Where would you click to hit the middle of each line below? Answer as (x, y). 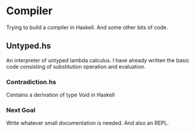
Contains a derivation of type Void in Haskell (60, 95)
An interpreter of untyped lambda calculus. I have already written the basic (98, 60)
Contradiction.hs (31, 82)
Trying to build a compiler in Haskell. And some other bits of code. (87, 27)
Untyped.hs (29, 46)
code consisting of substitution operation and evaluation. (76, 66)
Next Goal (21, 110)
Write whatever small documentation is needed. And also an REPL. (88, 123)
